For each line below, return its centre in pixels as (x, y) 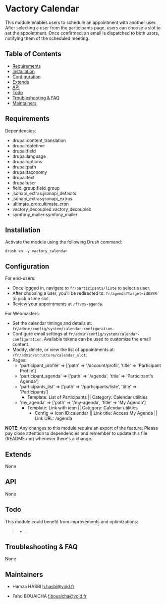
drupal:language (29, 156)
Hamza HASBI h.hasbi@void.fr (43, 587)
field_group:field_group (36, 188)
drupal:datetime (28, 145)
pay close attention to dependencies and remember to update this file (76, 433)
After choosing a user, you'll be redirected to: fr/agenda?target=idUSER (84, 293)
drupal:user (24, 183)
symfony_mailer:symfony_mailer (45, 214)
